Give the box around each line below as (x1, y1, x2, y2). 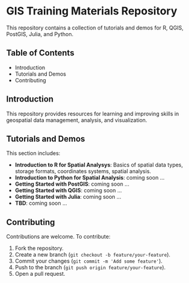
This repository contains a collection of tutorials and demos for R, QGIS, (6, 24, 184, 31)
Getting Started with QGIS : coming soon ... (14, 187, 122, 194)
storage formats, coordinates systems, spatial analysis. (14, 168, 151, 175)
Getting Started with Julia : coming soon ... (14, 193, 122, 201)
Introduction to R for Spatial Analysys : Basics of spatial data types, (14, 161, 183, 169)
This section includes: (6, 150, 61, 157)
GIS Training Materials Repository (6, 4, 178, 18)
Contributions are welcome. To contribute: (6, 233, 111, 240)
